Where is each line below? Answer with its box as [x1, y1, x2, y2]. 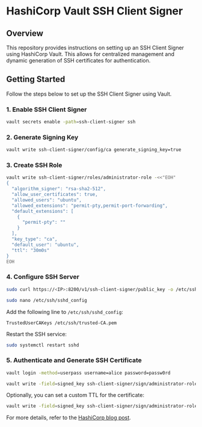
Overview [6, 28, 44, 38]
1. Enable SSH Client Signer [6, 105, 87, 114]
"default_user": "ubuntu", [11, 242, 79, 248]
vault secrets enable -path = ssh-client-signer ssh [6, 119, 136, 125]
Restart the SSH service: [6, 330, 67, 337]
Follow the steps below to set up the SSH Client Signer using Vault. [6, 90, 172, 97]
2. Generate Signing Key [6, 133, 79, 141]
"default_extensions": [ [11, 208, 74, 214]
